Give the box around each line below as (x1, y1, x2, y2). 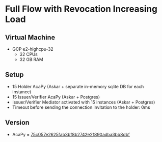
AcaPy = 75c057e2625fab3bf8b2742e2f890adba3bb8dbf (12, 131, 130, 137)
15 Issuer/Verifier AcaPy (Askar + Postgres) (12, 94, 100, 100)
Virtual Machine (5, 33, 55, 41)
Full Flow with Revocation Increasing (5, 3, 158, 15)
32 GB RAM (19, 57, 43, 62)
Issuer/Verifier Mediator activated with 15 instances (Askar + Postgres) (12, 99, 156, 105)
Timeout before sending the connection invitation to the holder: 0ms (12, 104, 151, 110)
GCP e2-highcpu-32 (12, 46, 54, 52)
